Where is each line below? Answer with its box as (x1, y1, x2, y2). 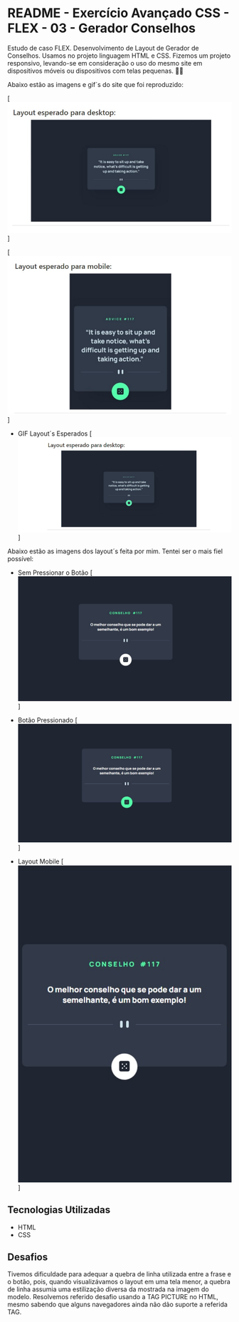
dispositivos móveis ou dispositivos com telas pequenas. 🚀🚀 (7, 66, 184, 75)
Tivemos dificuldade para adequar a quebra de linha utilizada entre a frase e (7, 1270, 231, 1279)
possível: (7, 554, 34, 563)
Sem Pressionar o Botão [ (17, 568, 93, 577)
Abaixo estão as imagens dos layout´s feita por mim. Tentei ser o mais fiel (7, 547, 223, 555)
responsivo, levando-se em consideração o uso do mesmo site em (7, 58, 203, 67)
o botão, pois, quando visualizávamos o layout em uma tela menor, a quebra (7, 1278, 231, 1286)
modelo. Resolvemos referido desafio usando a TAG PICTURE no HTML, (7, 1293, 219, 1301)
